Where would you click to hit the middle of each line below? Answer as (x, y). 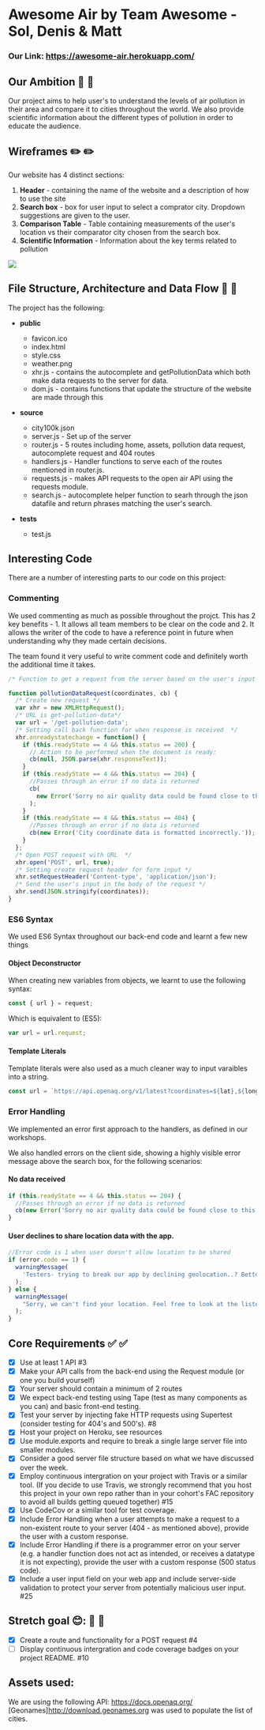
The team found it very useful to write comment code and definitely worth (128, 656)
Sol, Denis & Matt (65, 31)
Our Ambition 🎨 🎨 (51, 82)
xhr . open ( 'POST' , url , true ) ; (65, 862)
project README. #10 (54, 1657)
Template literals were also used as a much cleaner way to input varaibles (128, 1068)
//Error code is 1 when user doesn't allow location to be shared (119, 1252)
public (30, 323)
